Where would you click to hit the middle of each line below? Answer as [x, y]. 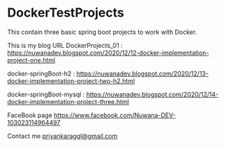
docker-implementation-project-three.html [68, 101]
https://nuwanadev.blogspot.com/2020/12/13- [143, 73]
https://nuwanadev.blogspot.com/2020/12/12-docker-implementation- [108, 53]
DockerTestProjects [66, 13]
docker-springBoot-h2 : [41, 73]
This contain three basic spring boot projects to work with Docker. [102, 32]
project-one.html [31, 60]
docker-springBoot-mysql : [46, 94]
